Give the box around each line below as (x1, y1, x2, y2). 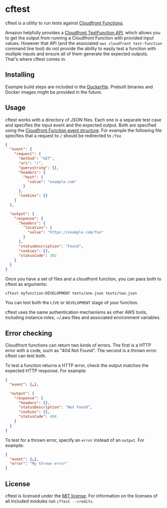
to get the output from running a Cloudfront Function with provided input (5, 35, 154, 41)
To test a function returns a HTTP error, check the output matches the (5, 363, 149, 368)
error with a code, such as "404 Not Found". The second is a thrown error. (5, 348, 158, 353)
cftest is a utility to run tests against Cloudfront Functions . (5, 20, 124, 26)
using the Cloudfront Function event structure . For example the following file (5, 127, 162, 133)
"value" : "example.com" (27, 179, 77, 184)
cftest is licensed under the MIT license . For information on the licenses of (5, 493, 158, 499)
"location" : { (23, 225, 52, 230)
